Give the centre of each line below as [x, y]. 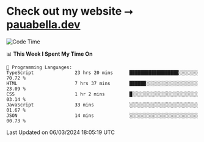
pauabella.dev [43, 25]
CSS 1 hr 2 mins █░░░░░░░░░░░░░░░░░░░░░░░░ [102, 94]
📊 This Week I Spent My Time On [49, 54]
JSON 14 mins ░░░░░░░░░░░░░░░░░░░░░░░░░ [102, 115]
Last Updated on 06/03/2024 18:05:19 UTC [60, 132]
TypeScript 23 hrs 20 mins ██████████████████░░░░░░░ [102, 73]
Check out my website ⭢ [70, 11]
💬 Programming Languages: [39, 67]
